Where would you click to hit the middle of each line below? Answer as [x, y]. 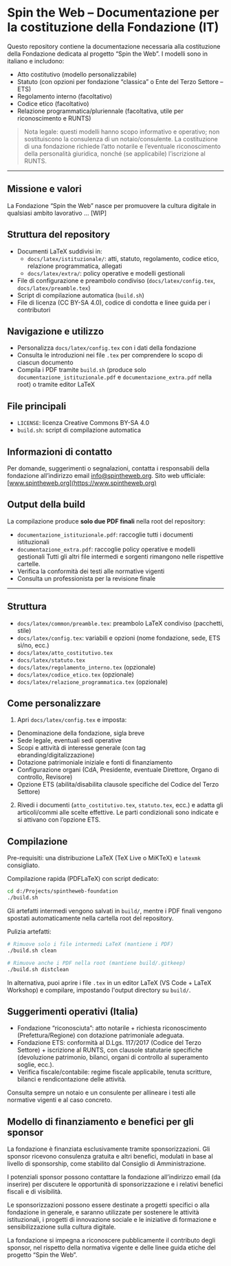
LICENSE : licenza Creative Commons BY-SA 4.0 [83, 423]
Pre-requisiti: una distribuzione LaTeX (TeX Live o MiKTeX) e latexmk [104, 858]
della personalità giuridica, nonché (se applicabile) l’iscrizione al [115, 154]
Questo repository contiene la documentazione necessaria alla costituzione [114, 46]
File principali [37, 406]
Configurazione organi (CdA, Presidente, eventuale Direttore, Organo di [118, 770]
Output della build [46, 505]
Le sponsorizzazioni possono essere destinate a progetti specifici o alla [108, 1205]
